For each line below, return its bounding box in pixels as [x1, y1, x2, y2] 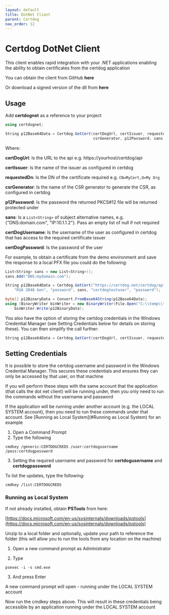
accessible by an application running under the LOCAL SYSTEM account [5, 604, 156, 610]
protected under [5, 204, 39, 210]
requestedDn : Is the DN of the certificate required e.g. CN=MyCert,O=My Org [5, 174, 160, 180]
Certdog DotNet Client [5, 43, 101, 54]
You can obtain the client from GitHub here [5, 75, 95, 81]
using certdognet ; [5, 122, 44, 127]
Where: [5, 145, 21, 151]
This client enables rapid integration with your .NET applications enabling [5, 60, 157, 66]
